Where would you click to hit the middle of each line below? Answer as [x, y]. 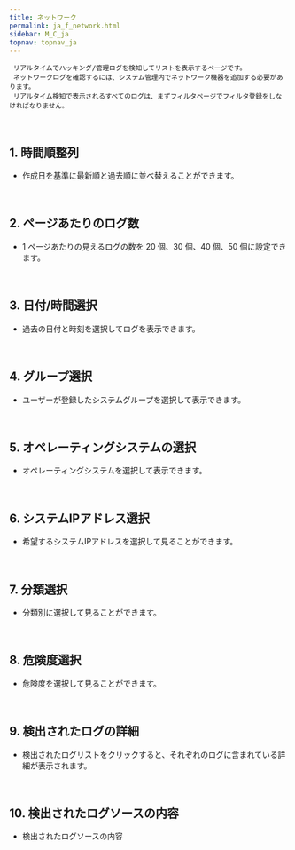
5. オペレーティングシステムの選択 [103, 447]
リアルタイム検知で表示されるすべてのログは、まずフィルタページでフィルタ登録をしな [147, 97]
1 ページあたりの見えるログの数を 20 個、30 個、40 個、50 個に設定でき [154, 246]
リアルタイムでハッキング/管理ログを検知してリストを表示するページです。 [130, 68]
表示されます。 [65, 766]
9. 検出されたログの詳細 [74, 731]
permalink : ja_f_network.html [65, 26]
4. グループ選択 [51, 377]
